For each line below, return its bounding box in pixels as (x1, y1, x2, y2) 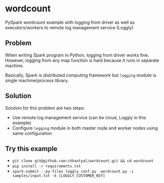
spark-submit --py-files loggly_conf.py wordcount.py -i (12, 169, 134, 174)
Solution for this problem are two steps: (5, 105, 85, 111)
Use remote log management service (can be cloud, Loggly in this (12, 114, 146, 120)
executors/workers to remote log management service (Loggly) (5, 24, 134, 30)
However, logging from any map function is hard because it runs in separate (5, 57, 159, 63)
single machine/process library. (5, 77, 69, 83)
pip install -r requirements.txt (12, 164, 81, 169)
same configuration (12, 130, 52, 136)
